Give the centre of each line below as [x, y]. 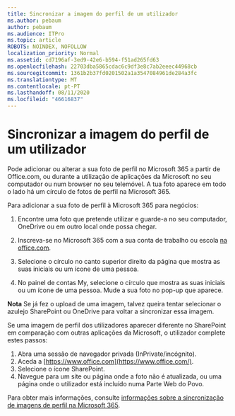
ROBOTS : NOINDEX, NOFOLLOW [47, 47]
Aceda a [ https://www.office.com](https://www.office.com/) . [106, 361]
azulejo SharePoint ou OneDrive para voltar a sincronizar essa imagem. [111, 311]
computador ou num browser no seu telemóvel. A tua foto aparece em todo [117, 184]
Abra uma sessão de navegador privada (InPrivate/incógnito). [107, 354]
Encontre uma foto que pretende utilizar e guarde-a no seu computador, [122, 219]
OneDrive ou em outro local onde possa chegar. [87, 226]
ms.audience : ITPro [36, 34]
